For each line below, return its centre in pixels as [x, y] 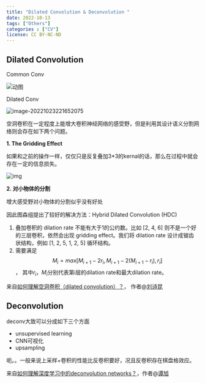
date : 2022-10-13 [28, 18]
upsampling [30, 348]
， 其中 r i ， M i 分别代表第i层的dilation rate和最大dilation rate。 [91, 273]
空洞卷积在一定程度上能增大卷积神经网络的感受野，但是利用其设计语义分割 [100, 124]
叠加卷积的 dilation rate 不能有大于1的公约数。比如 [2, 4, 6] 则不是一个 [103, 228]
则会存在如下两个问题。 [41, 131]
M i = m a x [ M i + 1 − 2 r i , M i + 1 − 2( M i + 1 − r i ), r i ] [107, 261]
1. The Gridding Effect [35, 143]
